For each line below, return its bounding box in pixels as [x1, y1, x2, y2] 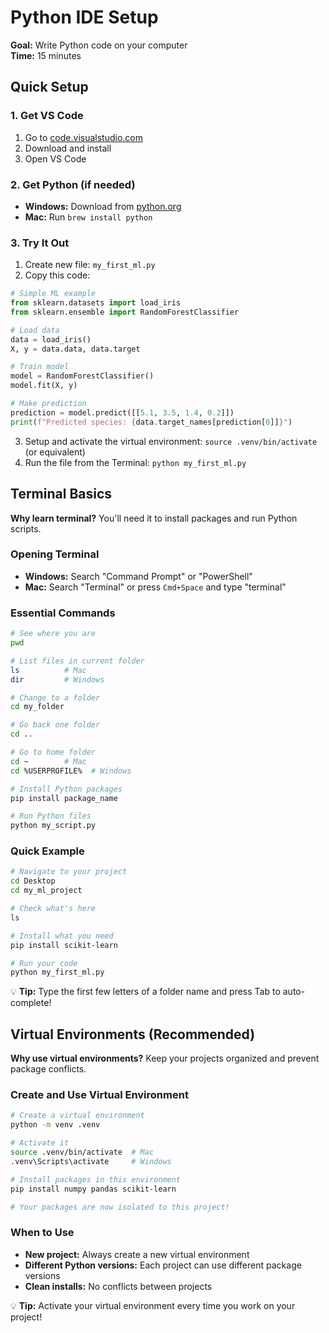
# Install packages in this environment [10, 1174, 182, 1185]
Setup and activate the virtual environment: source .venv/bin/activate [24, 435, 318, 447]
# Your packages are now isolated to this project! [10, 1202, 230, 1212]
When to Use [10, 1226, 75, 1240]
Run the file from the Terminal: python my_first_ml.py [24, 456, 247, 468]
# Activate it [10, 1138, 70, 1148]
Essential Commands [10, 606, 116, 620]
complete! [10, 997, 52, 1009]
